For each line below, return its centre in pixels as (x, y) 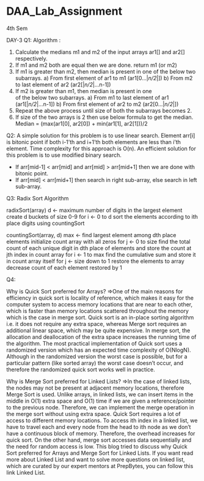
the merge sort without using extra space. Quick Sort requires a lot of (94, 414)
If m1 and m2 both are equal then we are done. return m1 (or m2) (96, 65)
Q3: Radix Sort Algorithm (38, 198)
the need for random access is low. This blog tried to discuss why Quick (97, 446)
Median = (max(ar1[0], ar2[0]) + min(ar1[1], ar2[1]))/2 (81, 123)
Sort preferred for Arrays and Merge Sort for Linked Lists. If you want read (100, 453)
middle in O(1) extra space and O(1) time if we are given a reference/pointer (101, 401)
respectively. (31, 58)
